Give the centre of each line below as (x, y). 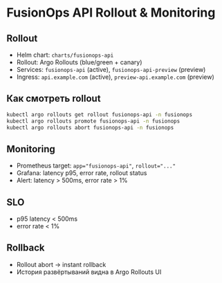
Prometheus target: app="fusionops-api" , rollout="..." (96, 166)
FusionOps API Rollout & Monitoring (111, 13)
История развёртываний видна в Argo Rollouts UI (89, 272)
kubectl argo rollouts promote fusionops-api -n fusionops (93, 121)
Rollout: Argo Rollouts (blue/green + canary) (79, 62)
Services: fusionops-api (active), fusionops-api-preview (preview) (111, 70)
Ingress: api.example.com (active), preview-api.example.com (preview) (115, 77)
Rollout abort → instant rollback (61, 264)
